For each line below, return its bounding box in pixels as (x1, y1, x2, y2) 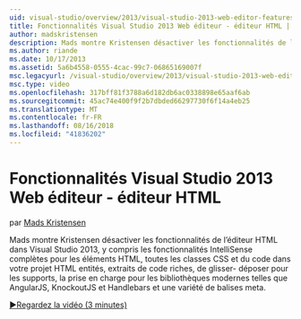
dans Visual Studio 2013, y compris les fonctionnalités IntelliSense (9, 244, 254, 254)
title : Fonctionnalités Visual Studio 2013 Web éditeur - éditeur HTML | (9, 22, 291, 30)
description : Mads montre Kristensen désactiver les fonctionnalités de (9, 38, 287, 47)
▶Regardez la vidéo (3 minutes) (9, 299, 127, 310)
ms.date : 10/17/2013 (9, 55, 87, 64)
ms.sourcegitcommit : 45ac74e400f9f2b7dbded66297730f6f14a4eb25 (9, 96, 251, 106)
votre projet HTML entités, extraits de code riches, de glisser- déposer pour (9, 263, 289, 273)
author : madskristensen (9, 30, 99, 39)
